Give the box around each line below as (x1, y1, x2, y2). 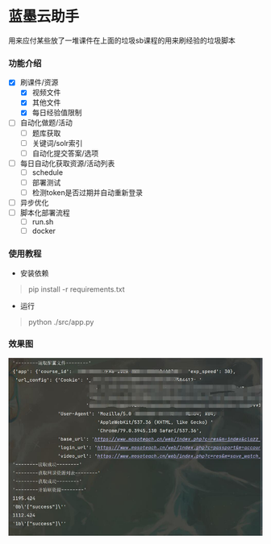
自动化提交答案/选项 (31, 148, 99, 158)
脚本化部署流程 (19, 208, 70, 218)
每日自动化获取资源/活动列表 (19, 158, 115, 168)
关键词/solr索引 (31, 138, 83, 147)
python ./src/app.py (27, 317, 94, 326)
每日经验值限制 (31, 108, 82, 118)
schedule (31, 167, 63, 177)
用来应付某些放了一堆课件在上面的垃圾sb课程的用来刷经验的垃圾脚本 (8, 35, 236, 45)
